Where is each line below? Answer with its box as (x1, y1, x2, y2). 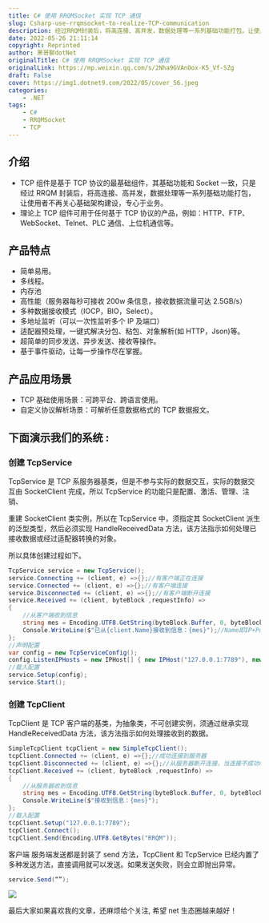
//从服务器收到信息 (22, 782, 78, 790)
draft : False (8, 71, 52, 79)
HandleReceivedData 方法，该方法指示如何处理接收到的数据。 (8, 728, 213, 738)
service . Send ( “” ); (8, 875, 70, 884)
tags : (8, 101, 26, 109)
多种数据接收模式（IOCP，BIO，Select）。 (19, 306, 158, 316)
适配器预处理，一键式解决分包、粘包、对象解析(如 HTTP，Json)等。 (19, 326, 245, 337)
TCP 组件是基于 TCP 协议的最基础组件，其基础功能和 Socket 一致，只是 (19, 178, 256, 187)
